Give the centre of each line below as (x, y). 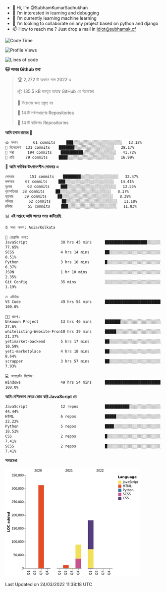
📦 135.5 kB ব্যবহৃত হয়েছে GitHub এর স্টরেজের (55, 91)
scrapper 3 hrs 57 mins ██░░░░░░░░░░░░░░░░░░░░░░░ (83, 361)
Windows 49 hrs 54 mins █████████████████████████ (83, 382)
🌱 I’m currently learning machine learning (54, 18)
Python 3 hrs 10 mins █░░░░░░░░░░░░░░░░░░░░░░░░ (83, 262)
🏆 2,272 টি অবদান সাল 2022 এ (44, 80)
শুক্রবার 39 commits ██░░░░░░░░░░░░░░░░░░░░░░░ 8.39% (68, 196)
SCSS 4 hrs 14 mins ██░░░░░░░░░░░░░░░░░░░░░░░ (83, 252)
